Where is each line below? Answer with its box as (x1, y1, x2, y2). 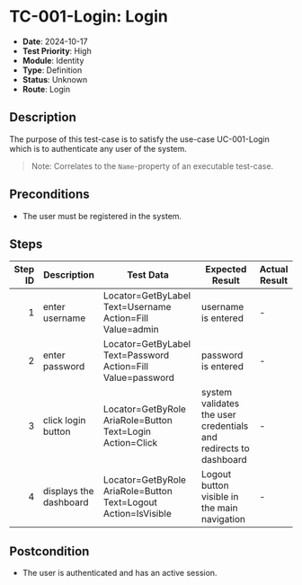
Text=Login (102, 425, 151, 438)
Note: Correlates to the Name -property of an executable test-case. (31, 160, 274, 172)
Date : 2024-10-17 (22, 36, 88, 47)
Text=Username (102, 301, 172, 314)
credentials (200, 420, 249, 432)
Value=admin (102, 324, 159, 336)
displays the (43, 485, 94, 498)
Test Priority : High (22, 45, 92, 56)
